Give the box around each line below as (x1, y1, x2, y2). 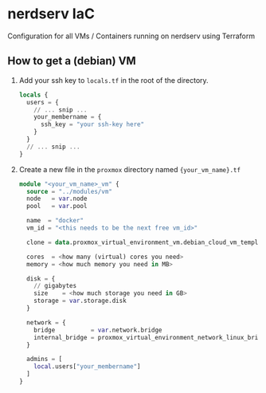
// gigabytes (33, 282, 77, 290)
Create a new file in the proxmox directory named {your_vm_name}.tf (18, 164, 241, 174)
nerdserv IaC (7, 5, 95, 23)
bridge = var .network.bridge (33, 326, 162, 334)
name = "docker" (26, 217, 84, 225)
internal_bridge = (33, 333, 95, 341)
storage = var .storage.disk (33, 297, 127, 305)
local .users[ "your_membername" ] (33, 363, 141, 371)
